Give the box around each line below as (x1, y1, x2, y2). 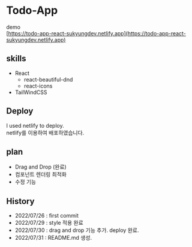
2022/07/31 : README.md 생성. (14, 234, 92, 242)
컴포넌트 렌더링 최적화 (14, 171, 67, 178)
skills (6, 53, 26, 64)
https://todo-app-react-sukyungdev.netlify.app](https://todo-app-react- (8, 29, 186, 37)
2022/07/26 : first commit (14, 212, 79, 219)
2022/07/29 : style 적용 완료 (14, 219, 84, 227)
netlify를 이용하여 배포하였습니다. (6, 129, 85, 136)
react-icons (23, 82, 53, 89)
